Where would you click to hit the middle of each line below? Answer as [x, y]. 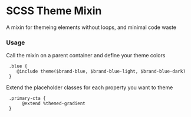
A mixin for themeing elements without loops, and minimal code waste [91, 27]
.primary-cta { [27, 99]
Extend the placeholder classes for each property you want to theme [90, 87]
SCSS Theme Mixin [54, 11]
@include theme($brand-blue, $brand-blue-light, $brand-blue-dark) [101, 71]
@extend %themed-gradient [53, 104]
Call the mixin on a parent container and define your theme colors [86, 56]
